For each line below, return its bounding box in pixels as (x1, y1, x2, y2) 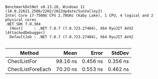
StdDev (111, 50, 129, 56)
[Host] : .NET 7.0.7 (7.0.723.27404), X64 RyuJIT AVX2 (9, 26, 134, 31)
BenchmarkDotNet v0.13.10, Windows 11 (5, 4, 85, 9)
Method (20, 50, 39, 56)
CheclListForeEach (7, 66, 51, 73)
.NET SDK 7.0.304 (5, 22, 41, 26)
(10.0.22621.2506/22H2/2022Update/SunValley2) (5, 9, 103, 14)
